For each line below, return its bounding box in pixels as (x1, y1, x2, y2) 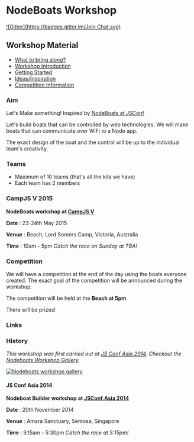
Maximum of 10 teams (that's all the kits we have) (14, 173, 135, 181)
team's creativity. (6, 145, 48, 152)
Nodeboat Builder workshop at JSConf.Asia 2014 (6, 395, 130, 402)
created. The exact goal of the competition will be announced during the (6, 277, 183, 284)
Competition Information (14, 81, 75, 88)
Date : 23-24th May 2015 (6, 219, 67, 226)
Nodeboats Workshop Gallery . (6, 357, 80, 364)
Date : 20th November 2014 (6, 406, 74, 414)
